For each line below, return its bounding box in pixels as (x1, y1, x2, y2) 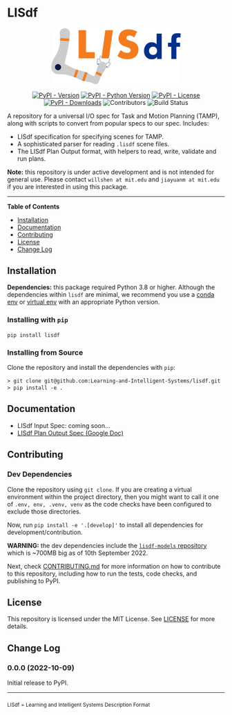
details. (7, 623, 28, 631)
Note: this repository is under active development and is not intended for (7, 168, 215, 176)
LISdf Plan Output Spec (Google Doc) (17, 429, 124, 437)
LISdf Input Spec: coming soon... (17, 421, 110, 429)
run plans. (17, 154, 46, 163)
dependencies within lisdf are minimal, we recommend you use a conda (7, 291, 215, 299)
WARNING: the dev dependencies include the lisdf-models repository (7, 541, 207, 549)
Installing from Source (7, 347, 84, 357)
